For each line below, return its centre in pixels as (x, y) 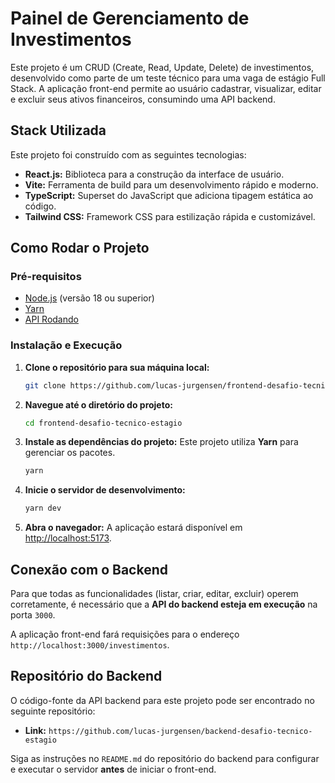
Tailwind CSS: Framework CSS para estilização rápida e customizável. (170, 216)
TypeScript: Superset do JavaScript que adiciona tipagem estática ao (169, 195)
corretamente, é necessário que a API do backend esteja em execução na (164, 604)
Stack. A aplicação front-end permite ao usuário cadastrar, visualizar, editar (166, 88)
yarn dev (43, 508)
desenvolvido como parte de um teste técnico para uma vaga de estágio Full (168, 78)
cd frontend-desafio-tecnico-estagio (103, 423)
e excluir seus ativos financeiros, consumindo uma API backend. (143, 99)
